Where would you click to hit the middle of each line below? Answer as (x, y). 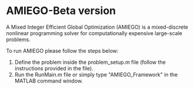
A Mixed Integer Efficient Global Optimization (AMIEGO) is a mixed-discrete (97, 27)
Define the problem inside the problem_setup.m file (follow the (90, 62)
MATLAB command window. (49, 81)
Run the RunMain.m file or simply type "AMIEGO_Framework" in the (96, 74)
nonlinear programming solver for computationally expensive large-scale (94, 33)
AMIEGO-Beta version (61, 11)
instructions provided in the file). (54, 68)
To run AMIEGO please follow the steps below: (62, 50)
